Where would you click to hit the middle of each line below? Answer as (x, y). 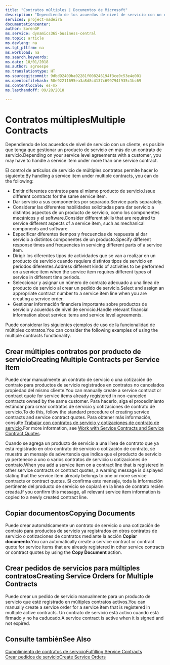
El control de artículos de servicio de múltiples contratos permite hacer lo (82, 170)
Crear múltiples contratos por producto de (73, 351)
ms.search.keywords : (27, 57)
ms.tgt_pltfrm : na (25, 48)
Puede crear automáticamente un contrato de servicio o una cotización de (83, 526)
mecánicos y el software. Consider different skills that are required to (84, 218)
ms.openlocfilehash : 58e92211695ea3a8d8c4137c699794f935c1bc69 (73, 81)
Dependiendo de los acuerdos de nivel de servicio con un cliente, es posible (85, 145)
